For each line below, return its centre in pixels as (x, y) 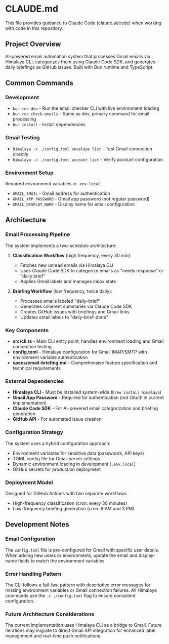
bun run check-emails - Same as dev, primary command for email (81, 114)
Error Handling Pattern (33, 574)
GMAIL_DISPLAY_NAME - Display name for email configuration (74, 204)
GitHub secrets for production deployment (57, 469)
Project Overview (33, 44)
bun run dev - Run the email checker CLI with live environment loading (86, 108)
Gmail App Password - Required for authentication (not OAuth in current (88, 397)
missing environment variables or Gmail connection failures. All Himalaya (81, 590)
